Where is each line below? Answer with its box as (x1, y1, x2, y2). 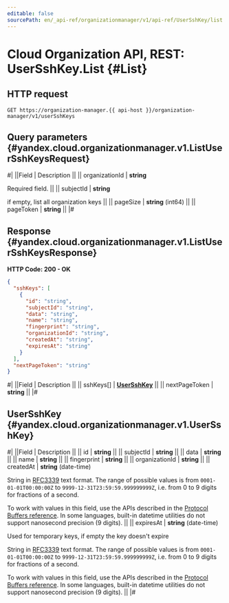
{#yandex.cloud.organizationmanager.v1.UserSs (7, 419, 221, 431)
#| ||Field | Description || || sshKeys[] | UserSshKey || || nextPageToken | (7, 381, 214, 389)
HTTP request (7, 88, 69, 100)
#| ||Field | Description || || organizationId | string (7, 171, 146, 179)
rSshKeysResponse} (7, 246, 98, 259)
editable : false (7, 10, 54, 17)
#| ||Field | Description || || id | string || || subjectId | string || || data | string (7, 448, 221, 456)
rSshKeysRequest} (7, 152, 91, 164)
